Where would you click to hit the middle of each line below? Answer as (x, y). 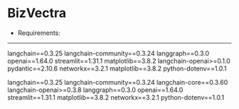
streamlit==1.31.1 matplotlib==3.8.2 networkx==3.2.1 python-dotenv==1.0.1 (116, 97)
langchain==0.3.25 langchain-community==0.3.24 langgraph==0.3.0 (108, 53)
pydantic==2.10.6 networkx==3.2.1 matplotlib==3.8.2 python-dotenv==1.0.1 (117, 68)
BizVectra (37, 13)
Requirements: (39, 33)
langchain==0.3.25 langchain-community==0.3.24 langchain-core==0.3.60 (118, 82)
